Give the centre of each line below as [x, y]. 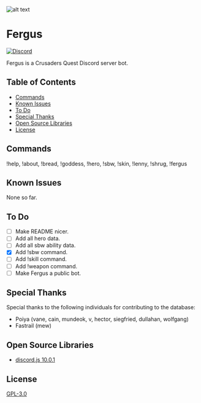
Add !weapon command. [46, 266]
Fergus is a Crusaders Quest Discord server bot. [67, 63]
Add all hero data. [37, 238]
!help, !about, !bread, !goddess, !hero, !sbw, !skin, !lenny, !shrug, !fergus [97, 164]
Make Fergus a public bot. [48, 273]
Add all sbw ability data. [45, 246]
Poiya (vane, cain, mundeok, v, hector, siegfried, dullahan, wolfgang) [102, 319]
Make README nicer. [42, 232]
